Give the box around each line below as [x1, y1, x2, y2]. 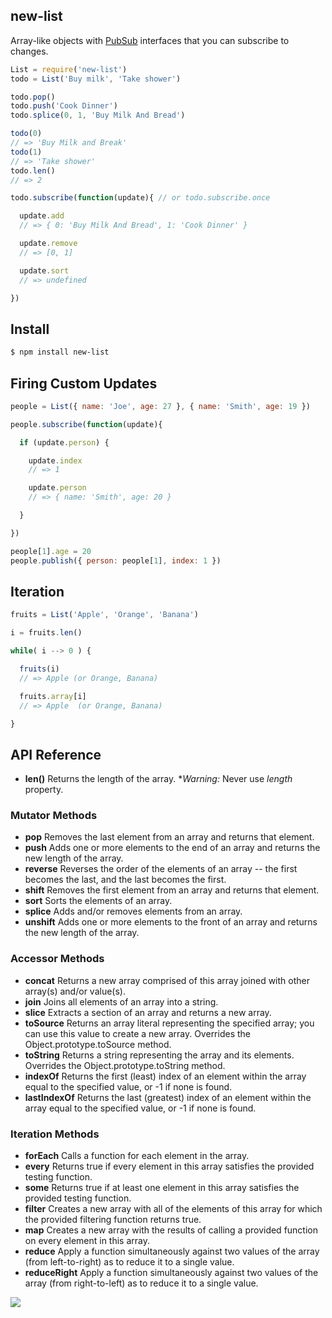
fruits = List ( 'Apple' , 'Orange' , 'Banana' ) [10, 610, 199, 620]
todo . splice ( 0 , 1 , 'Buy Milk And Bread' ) [10, 110, 186, 121]
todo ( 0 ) [10, 129, 43, 139]
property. [24, 784, 64, 796]
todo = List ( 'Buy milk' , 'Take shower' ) [10, 74, 182, 84]
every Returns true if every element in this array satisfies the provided [24, 1160, 315, 1173]
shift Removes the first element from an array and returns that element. [24, 884, 320, 896]
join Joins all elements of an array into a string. [24, 995, 219, 1008]
